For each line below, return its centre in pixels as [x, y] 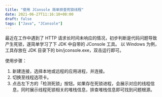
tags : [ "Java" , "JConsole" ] [34, 23]
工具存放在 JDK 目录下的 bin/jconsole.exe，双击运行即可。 [65, 50]
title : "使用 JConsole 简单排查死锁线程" [44, 10]
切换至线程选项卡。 [32, 77]
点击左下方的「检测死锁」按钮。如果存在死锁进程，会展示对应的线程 [81, 84]
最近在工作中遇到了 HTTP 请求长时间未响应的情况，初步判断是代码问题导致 [81, 38]
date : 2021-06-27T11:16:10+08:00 [39, 14]
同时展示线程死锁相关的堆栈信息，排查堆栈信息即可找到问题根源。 [88, 90]
